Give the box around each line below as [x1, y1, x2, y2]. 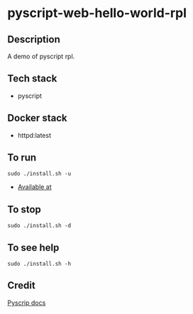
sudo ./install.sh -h [7, 261, 72, 268]
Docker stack [7, 112, 67, 124]
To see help [7, 242, 60, 254]
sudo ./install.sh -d [7, 222, 72, 229]
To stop [7, 203, 41, 215]
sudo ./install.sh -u [7, 170, 72, 178]
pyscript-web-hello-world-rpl [7, 5, 187, 21]
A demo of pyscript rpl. [7, 52, 75, 60]
